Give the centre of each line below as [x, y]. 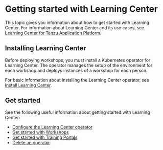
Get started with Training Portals [45, 137]
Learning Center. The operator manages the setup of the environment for [79, 65]
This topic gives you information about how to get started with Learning [77, 22]
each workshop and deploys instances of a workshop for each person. [76, 70]
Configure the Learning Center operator [52, 127]
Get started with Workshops [40, 132]
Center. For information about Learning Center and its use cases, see [75, 27]
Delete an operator [31, 142]
